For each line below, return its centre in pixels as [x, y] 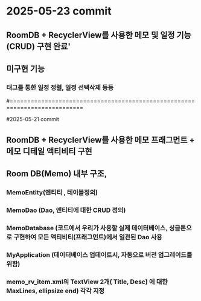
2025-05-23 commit [59, 11]
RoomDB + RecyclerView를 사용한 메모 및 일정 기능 [99, 35]
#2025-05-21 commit [33, 119]
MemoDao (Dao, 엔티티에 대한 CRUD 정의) [66, 210]
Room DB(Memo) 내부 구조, [57, 174]
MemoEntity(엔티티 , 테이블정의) [52, 192]
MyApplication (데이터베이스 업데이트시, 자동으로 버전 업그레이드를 [99, 254]
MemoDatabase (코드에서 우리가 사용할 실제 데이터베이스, [87, 228]
